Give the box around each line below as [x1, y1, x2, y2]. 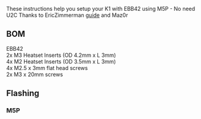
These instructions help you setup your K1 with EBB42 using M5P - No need [6, 5, 196, 12]
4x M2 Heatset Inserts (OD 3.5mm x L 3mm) [6, 57, 116, 65]
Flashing [6, 88, 40, 98]
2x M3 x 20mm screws [6, 71, 63, 78]
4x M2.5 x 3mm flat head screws [6, 64, 88, 71]
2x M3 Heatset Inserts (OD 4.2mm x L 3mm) [6, 51, 116, 59]
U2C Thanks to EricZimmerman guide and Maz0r [6, 11, 129, 19]
